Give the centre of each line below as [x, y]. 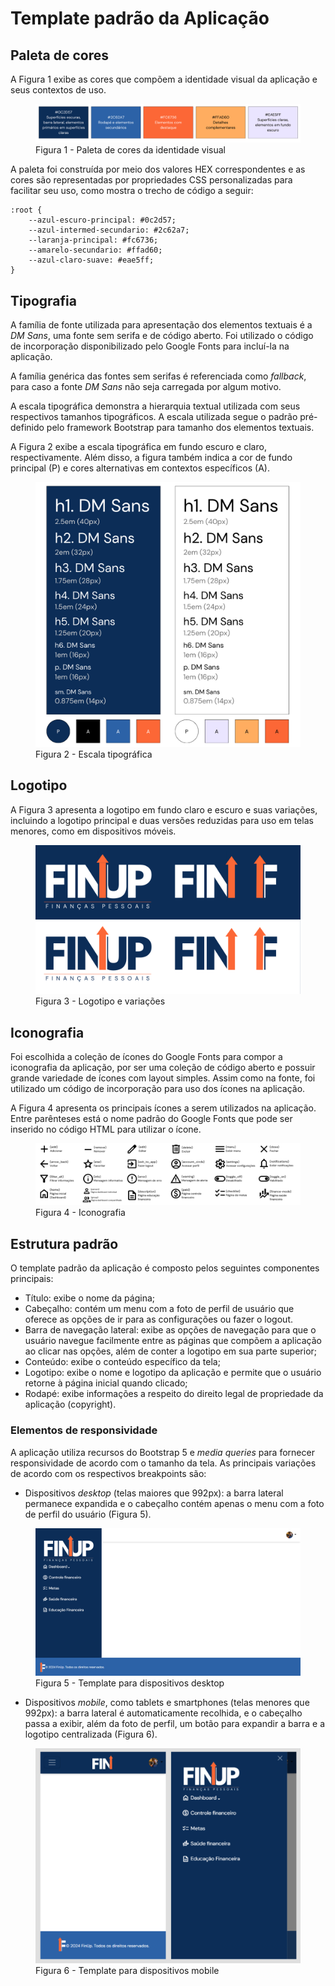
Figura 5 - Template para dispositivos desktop [130, 1683]
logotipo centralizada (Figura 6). [91, 1734]
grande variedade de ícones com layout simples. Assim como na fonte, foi [163, 1078]
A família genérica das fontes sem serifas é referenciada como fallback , [158, 376]
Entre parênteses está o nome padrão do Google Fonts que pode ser [151, 1119]
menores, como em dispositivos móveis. [93, 831]
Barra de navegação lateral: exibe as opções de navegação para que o [170, 1330]
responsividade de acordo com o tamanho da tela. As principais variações [163, 1463]
